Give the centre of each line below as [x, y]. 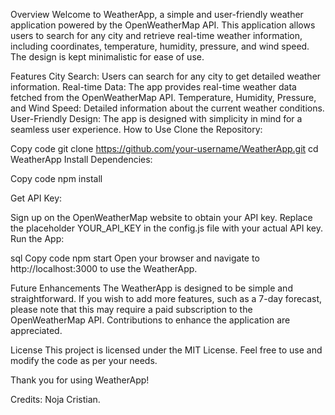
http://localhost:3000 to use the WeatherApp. [104, 268]
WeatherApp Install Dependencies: [81, 159]
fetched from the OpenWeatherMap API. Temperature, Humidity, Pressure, [163, 97]
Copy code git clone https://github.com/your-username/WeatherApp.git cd [164, 148]
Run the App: [37, 238]
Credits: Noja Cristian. [55, 399]
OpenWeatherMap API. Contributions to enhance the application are [150, 320]
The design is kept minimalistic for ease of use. [107, 57]
